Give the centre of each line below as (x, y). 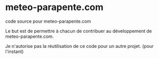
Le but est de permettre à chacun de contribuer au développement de (78, 31)
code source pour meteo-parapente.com (48, 21)
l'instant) (15, 51)
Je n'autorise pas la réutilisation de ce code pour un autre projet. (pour (79, 46)
